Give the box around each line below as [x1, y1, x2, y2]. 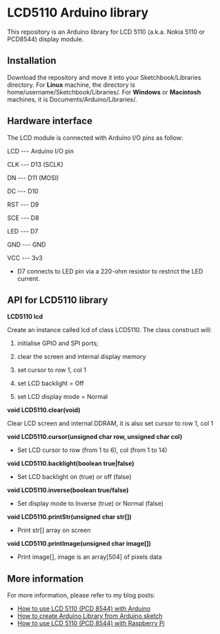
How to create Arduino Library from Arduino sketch [17, 612, 163, 620]
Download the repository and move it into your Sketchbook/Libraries [7, 73, 201, 81]
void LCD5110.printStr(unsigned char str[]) [7, 513, 132, 521]
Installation [7, 55, 57, 67]
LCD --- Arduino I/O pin [7, 147, 74, 155]
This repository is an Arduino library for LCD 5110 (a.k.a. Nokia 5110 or [7, 28, 206, 36]
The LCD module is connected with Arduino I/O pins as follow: [7, 133, 184, 142]
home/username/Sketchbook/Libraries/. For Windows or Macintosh [7, 88, 201, 96]
